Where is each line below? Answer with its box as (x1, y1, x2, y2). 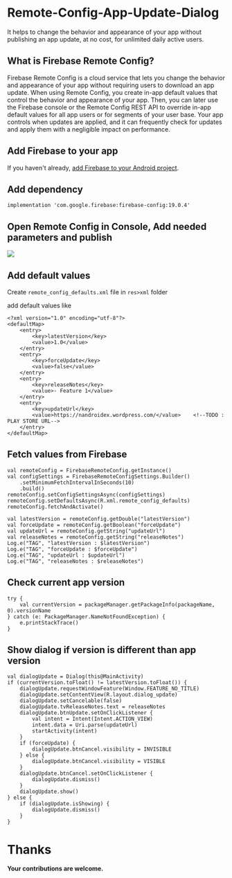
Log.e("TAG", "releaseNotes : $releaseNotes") (7, 557, 144, 565)
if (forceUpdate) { (19, 740, 76, 747)
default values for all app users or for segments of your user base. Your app (7, 110, 224, 118)
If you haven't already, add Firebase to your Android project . (7, 163, 179, 172)
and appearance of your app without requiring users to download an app (7, 81, 215, 89)
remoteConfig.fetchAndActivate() (7, 503, 104, 510)
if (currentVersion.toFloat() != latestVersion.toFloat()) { (7, 679, 188, 686)
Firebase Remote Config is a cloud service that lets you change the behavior (7, 73, 225, 82)
